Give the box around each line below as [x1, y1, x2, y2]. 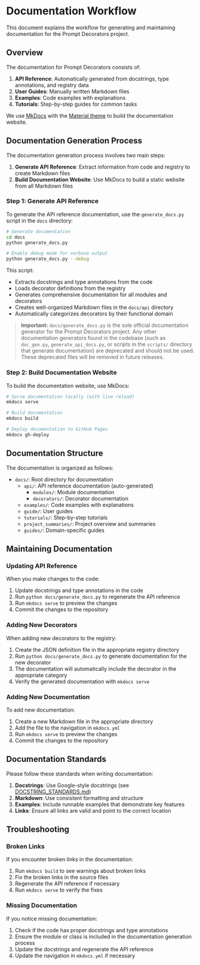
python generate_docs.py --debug [6, 256, 90, 262]
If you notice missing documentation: [6, 915, 97, 922]
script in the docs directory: [6, 217, 73, 224]
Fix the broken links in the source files [14, 874, 109, 881]
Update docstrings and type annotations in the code [14, 587, 143, 594]
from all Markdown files [14, 182, 73, 189]
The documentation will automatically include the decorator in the [14, 665, 177, 672]
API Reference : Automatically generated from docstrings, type [14, 75, 169, 82]
